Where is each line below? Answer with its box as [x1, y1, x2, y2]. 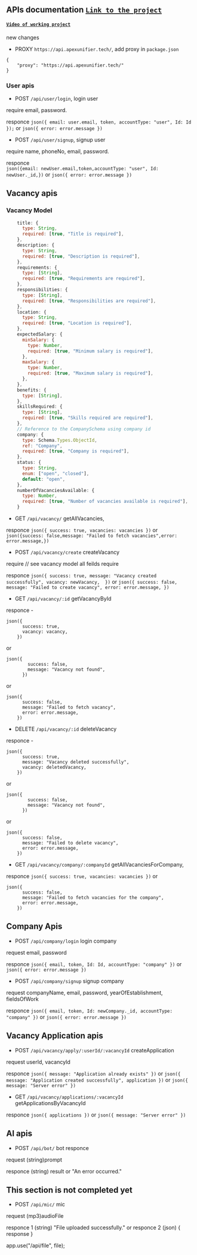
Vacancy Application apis [6, 1031, 103, 1041]
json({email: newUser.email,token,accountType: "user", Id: [6, 165, 159, 171]
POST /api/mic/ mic [14, 1201, 66, 1208]
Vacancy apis [6, 188, 58, 198]
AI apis [6, 1129, 33, 1139]
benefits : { [17, 387, 47, 393]
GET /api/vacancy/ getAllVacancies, [14, 515, 104, 522]
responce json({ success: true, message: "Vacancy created [6, 572, 157, 579]
